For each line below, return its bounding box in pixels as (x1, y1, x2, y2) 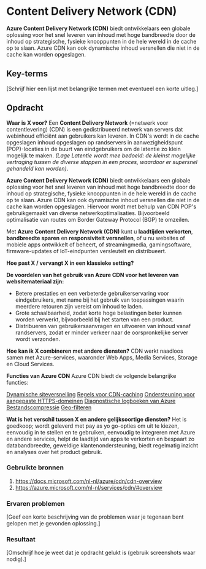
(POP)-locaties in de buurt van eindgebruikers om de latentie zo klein (6, 145, 181, 152)
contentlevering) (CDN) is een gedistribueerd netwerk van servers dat (6, 125, 183, 133)
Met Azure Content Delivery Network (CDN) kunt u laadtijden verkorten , (6, 227, 193, 235)
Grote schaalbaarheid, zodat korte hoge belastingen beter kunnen (15, 309, 182, 316)
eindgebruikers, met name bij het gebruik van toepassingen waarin (15, 296, 185, 304)
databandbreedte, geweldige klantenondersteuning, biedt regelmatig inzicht (6, 441, 199, 449)
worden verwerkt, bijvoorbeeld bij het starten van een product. (15, 315, 174, 323)
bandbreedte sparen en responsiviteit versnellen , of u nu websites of (6, 234, 186, 241)
